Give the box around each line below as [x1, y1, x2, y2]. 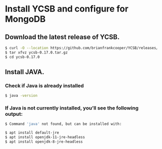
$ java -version [5, 93, 38, 98]
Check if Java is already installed [5, 82, 84, 89]
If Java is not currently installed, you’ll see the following [5, 105, 139, 111]
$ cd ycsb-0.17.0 [5, 54, 40, 59]
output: [5, 111, 23, 118]
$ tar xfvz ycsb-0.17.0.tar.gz [5, 50, 68, 55]
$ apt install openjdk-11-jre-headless [5, 135, 85, 140]
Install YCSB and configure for [5, 3, 129, 14]
